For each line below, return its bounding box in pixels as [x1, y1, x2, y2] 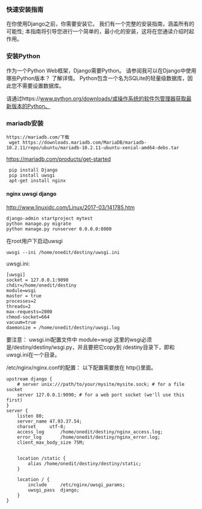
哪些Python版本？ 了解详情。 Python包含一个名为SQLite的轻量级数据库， [6, 74, 188, 82]
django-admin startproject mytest [6, 216, 93, 222]
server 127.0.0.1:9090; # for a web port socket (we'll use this [17, 392, 185, 398]
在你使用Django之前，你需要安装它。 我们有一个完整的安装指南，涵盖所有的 [6, 20, 195, 28]
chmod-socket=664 [6, 314, 50, 320]
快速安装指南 [6, 5, 44, 13]
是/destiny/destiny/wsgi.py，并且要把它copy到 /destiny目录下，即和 [6, 343, 175, 351]
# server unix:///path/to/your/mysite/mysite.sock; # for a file [17, 381, 185, 387]
